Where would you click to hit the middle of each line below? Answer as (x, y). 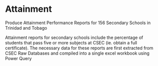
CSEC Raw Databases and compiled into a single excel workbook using (77, 53)
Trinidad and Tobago (26, 28)
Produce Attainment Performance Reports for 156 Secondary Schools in (78, 23)
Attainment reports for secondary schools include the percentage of (74, 37)
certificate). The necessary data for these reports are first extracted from (79, 48)
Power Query (18, 58)
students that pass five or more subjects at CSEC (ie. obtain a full (71, 42)
